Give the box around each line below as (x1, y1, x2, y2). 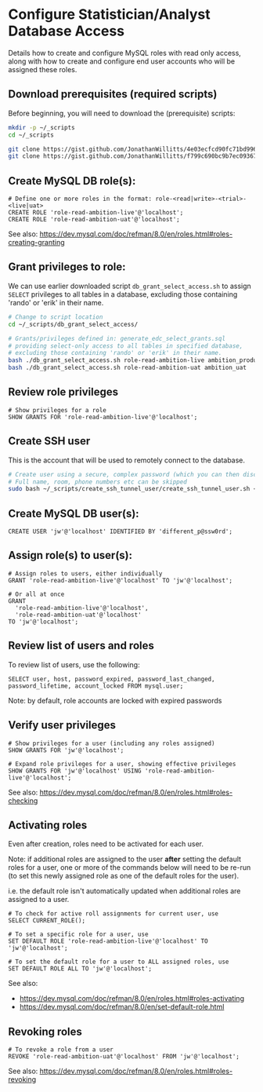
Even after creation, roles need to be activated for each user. (8, 839, 204, 849)
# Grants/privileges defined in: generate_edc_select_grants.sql (8, 334, 225, 342)
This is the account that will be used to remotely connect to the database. (8, 455, 245, 465)
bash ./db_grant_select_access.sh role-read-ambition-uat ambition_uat (8, 363, 247, 372)
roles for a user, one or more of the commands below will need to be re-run (8, 863, 251, 872)
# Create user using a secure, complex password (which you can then (8, 470, 240, 478)
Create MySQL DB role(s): (8, 174, 136, 188)
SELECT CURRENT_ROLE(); (8, 917, 86, 925)
